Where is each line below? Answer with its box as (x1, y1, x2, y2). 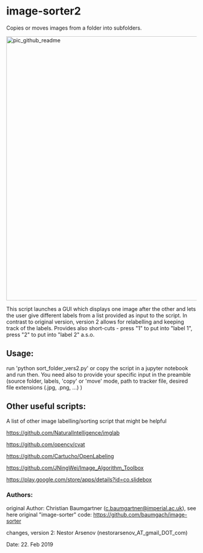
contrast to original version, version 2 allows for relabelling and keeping (6, 318, 184, 325)
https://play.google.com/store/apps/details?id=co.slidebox (6, 476, 152, 483)
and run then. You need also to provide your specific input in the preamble (6, 371, 192, 378)
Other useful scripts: (6, 401, 86, 412)
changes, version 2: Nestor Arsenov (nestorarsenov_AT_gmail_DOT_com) (6, 529, 188, 536)
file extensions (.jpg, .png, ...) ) (6, 383, 83, 391)
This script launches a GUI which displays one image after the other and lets (6, 305, 196, 312)
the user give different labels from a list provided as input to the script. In (6, 312, 187, 319)
